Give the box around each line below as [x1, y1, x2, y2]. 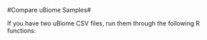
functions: [7, 27, 36, 34]
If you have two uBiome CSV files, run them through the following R [7, 19, 200, 27]
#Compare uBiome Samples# [7, 6, 92, 14]
